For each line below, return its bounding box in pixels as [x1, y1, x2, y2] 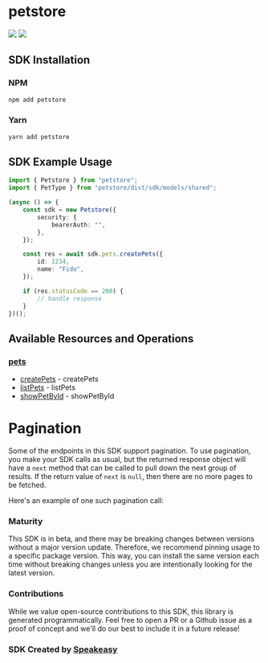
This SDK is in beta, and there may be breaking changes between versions [8, 534, 255, 544]
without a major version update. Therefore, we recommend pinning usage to [8, 542, 261, 552]
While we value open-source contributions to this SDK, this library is [8, 606, 234, 616]
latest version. [8, 568, 55, 578]
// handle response [37, 294, 103, 303]
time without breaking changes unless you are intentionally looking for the [8, 559, 253, 569]
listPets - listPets [19, 383, 76, 392]
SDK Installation [8, 53, 91, 67]
